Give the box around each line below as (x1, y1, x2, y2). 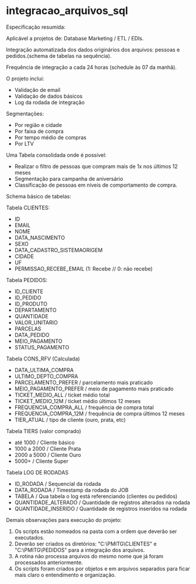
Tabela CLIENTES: (6, 204, 50, 211)
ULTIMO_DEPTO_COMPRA (14, 373, 78, 380)
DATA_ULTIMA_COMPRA (14, 366, 74, 373)
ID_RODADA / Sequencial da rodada (14, 480, 101, 487)
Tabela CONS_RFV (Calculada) (6, 355, 80, 362)
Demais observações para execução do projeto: (6, 516, 122, 523)
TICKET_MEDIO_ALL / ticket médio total (14, 391, 110, 399)
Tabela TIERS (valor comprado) (6, 427, 81, 434)
